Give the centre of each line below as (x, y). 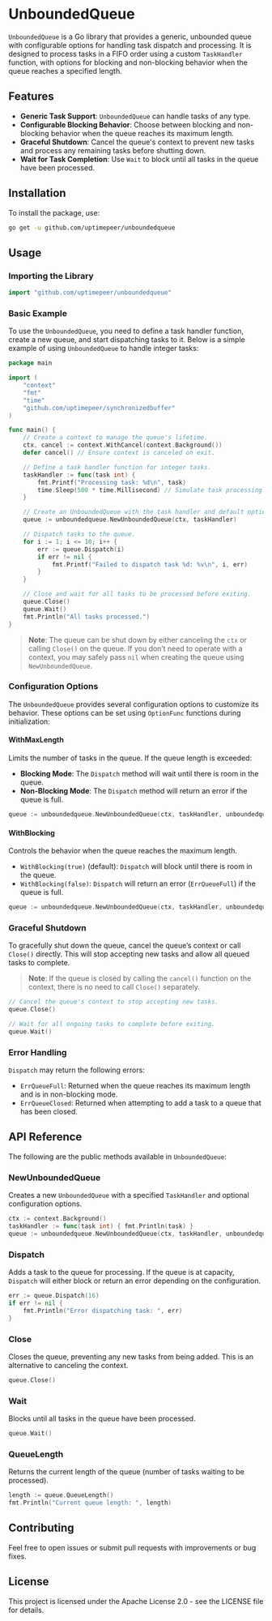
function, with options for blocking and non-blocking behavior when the (128, 62)
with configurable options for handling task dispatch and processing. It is (130, 45)
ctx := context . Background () (57, 1219)
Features (31, 97)
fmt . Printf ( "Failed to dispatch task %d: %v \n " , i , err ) (150, 564)
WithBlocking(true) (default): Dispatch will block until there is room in (136, 866)
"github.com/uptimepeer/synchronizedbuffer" (99, 408)
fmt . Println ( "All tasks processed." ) (87, 617)
